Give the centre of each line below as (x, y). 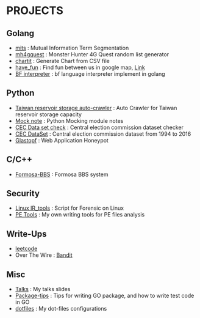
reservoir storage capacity (48, 114)
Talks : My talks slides (43, 289)
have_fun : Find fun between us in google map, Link (80, 67)
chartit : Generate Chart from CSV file (62, 61)
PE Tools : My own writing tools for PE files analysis (80, 215)
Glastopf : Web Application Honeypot (62, 140)
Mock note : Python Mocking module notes (69, 120)
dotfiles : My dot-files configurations (61, 309)
